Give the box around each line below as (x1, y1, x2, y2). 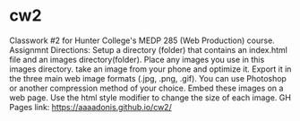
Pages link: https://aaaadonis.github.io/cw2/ (9, 101, 172, 112)
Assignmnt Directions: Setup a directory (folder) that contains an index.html (9, 44, 288, 55)
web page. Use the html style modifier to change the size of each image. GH (9, 91, 291, 103)
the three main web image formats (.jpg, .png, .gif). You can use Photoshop (9, 73, 287, 83)
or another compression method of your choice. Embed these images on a (9, 82, 284, 93)
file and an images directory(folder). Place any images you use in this (9, 54, 265, 65)
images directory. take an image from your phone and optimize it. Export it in (9, 64, 292, 74)
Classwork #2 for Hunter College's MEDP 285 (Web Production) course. (9, 35, 275, 46)
